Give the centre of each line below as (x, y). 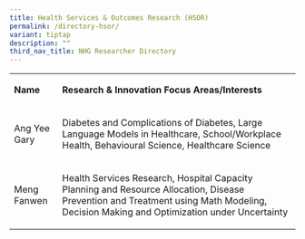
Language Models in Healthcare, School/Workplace (172, 134)
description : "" (40, 43)
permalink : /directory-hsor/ (64, 26)
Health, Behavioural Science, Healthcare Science (167, 146)
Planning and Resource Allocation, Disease (153, 189)
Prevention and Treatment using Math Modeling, (165, 201)
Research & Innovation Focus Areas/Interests (162, 90)
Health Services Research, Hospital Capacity (157, 178)
